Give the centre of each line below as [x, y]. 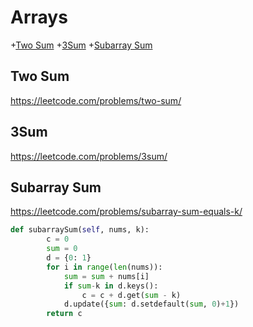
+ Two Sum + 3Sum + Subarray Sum [81, 45]
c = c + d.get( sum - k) [131, 295]
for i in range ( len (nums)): [104, 267]
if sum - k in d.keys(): [111, 286]
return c [64, 314]
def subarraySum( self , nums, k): [80, 230]
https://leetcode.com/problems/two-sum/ [96, 100]
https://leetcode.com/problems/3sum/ [89, 156]
